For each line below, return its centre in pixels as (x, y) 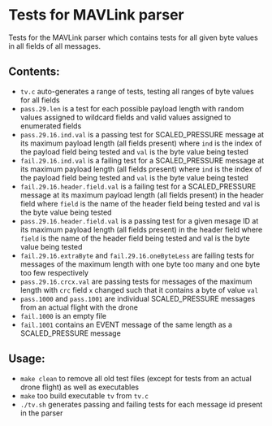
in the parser (41, 413)
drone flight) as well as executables (80, 387)
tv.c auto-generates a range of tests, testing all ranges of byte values (137, 91)
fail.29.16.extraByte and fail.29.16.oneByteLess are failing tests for (137, 255)
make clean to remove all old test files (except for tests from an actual (136, 378)
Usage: (27, 359)
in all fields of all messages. (55, 46)
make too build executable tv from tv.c (84, 395)
